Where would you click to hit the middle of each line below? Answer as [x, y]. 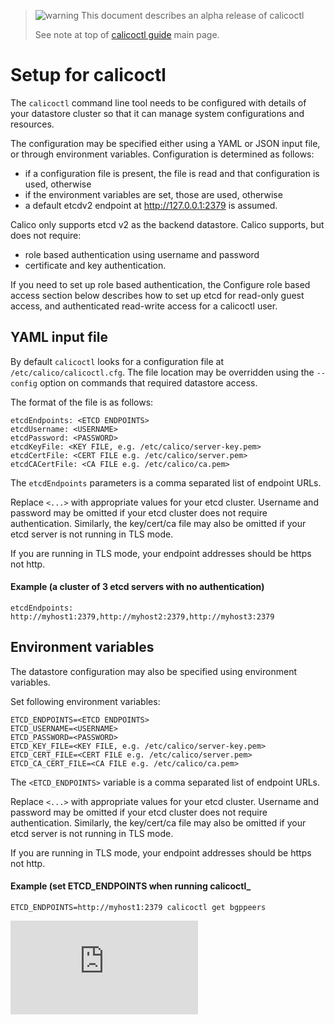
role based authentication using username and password [142, 254]
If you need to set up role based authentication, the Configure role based [160, 284]
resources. [32, 124]
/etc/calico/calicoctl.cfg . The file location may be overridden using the [162, 372]
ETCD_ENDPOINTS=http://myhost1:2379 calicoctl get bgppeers [138, 907]
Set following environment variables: [85, 701]
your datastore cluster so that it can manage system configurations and [157, 113]
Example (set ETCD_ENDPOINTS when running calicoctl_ [131, 886]
